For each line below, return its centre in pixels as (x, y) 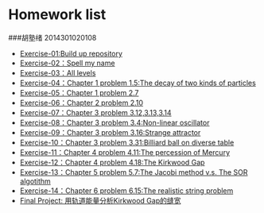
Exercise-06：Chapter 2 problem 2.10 (82, 103)
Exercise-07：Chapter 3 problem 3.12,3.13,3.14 (96, 112)
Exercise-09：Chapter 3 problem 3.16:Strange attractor (110, 132)
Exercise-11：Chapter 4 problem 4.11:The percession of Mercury (125, 152)
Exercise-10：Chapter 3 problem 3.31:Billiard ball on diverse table (127, 142)
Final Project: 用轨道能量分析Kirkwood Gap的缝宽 (100, 200)
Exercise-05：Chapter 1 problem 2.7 (79, 92)
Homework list (57, 15)
